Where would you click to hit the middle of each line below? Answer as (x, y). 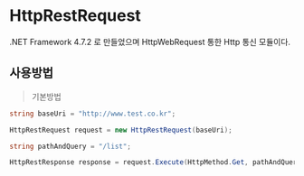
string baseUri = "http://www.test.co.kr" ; (93, 114)
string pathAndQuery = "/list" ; (70, 146)
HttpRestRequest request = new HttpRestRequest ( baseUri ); (121, 130)
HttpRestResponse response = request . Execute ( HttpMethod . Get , (129, 162)
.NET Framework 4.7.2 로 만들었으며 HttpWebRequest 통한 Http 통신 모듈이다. (150, 42)
